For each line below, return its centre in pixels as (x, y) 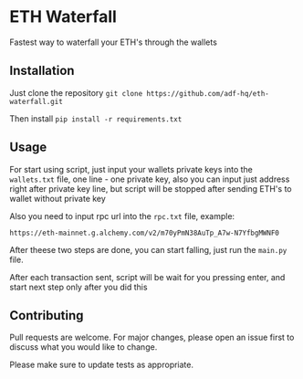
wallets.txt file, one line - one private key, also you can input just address (150, 179)
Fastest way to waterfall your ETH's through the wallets (113, 42)
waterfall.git (37, 101)
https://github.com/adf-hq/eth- (207, 93)
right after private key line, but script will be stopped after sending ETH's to (151, 188)
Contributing (47, 316)
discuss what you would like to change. (84, 347)
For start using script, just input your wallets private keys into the (131, 169)
